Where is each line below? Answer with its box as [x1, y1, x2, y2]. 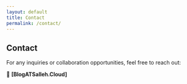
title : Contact [6, 15, 45, 21]
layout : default [6, 9, 48, 15]
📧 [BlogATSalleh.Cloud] [6, 71, 68, 78]
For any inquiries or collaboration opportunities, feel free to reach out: [6, 59, 182, 66]
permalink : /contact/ [6, 20, 62, 26]
